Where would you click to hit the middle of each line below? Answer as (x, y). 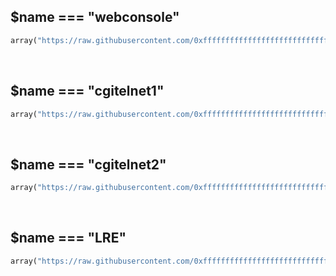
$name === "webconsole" (95, 17)
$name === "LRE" (68, 238)
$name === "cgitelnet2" (88, 164)
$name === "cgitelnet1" (87, 91)
